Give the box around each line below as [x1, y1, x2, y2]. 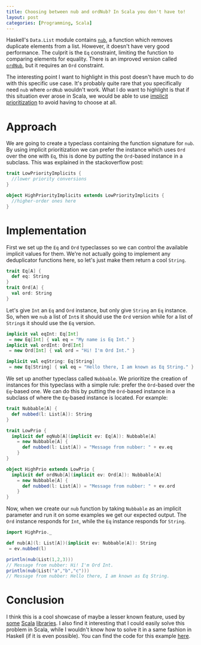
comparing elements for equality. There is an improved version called [6, 55, 178, 63]
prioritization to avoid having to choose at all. [6, 99, 117, 106]
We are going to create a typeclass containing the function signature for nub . [6, 140, 194, 147]
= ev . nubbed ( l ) [8, 545, 47, 551]
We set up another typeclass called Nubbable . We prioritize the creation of [6, 375, 188, 382]
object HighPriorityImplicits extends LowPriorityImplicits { [6, 192, 165, 198]
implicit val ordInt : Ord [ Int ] [6, 342, 84, 348]
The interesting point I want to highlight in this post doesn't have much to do [6, 73, 194, 81]
